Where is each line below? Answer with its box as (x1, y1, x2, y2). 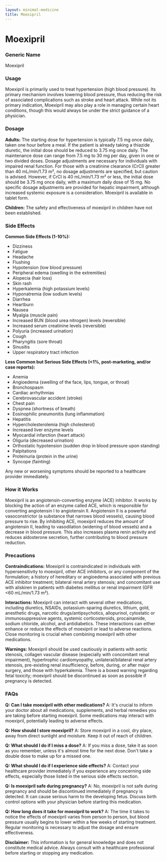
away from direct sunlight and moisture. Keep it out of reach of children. (5, 732, 153, 738)
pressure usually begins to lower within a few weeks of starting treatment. (5, 819, 157, 825)
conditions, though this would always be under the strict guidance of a (5, 108, 150, 114)
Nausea (12, 307, 29, 313)
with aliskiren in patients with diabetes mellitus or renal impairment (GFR (5, 584, 153, 591)
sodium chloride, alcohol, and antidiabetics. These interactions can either (5, 621, 156, 627)
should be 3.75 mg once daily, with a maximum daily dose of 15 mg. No (5, 179, 151, 185)
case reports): (5, 364, 35, 370)
